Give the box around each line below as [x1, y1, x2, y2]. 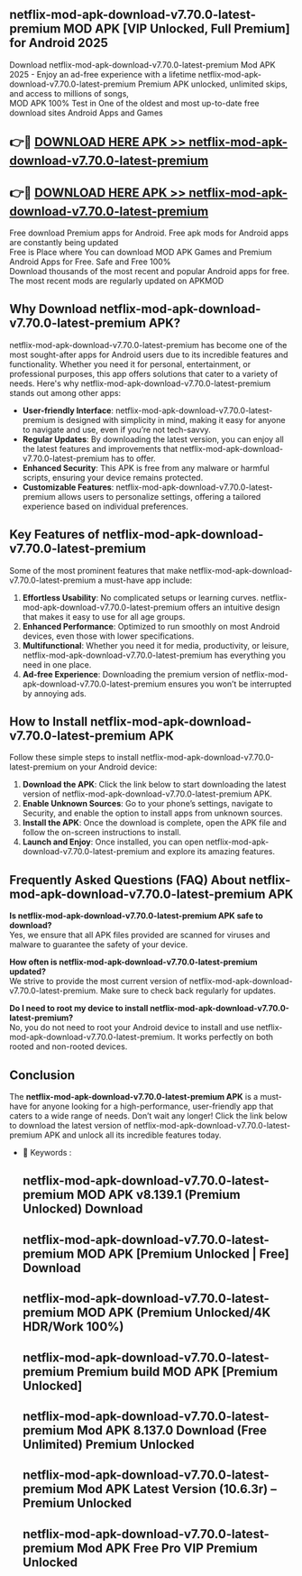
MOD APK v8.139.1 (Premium [76, 1187, 241, 1203]
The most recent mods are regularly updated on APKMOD [9, 275, 224, 287]
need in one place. [22, 659, 92, 670]
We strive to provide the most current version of [9, 976, 188, 987]
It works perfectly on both [177, 1032, 273, 1043]
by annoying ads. [22, 687, 87, 698]
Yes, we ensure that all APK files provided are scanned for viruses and [9, 929, 270, 941]
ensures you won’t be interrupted [168, 678, 292, 689]
